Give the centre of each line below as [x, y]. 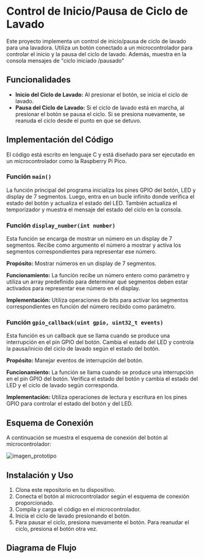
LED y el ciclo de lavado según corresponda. [63, 385]
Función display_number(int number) [61, 225]
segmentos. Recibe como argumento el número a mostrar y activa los [94, 245]
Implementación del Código [60, 140]
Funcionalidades [39, 80]
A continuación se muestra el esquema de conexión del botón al [87, 437]
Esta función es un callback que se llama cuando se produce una [88, 336]
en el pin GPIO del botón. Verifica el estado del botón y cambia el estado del [102, 379]
